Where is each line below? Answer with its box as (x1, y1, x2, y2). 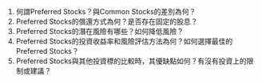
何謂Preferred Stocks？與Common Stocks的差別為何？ (15, 7, 196, 16)
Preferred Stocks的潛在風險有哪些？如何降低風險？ (15, 27, 184, 36)
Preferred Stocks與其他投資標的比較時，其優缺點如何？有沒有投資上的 (15, 56, 247, 66)
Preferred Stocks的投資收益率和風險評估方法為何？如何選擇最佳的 (15, 36, 233, 46)
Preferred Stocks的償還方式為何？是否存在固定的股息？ (15, 17, 198, 26)
